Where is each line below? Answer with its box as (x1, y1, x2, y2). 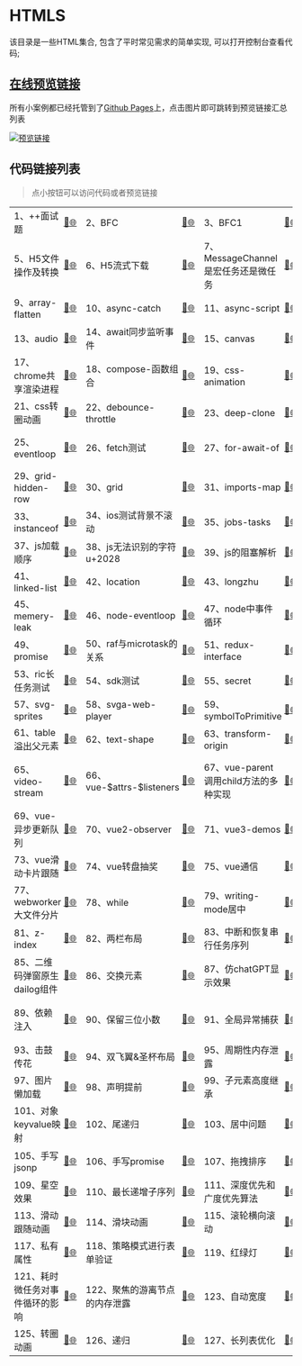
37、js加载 (13, 539, 60, 552)
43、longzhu (203, 575, 259, 588)
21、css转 (13, 400, 58, 412)
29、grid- (13, 469, 58, 482)
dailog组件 (13, 982, 58, 995)
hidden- (13, 481, 49, 493)
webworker (13, 895, 62, 908)
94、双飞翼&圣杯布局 (84, 1050, 175, 1063)
